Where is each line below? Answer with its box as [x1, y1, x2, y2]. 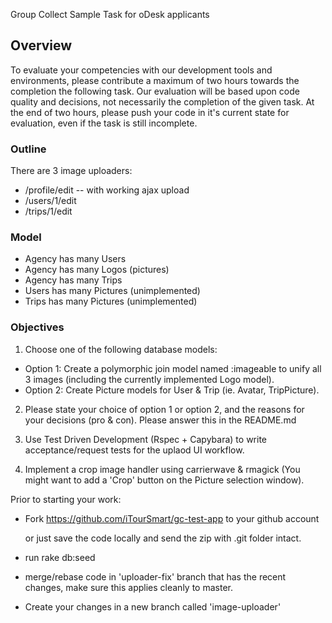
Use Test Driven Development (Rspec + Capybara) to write [24, 433, 267, 445]
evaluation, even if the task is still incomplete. [10, 117, 198, 129]
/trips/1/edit [24, 205, 73, 218]
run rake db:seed [24, 551, 96, 563]
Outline [10, 142, 47, 156]
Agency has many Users [24, 253, 127, 265]
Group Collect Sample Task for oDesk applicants [10, 9, 210, 20]
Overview [10, 37, 73, 54]
